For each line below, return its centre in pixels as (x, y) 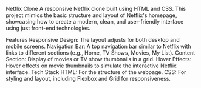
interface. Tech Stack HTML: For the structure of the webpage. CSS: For (96, 72)
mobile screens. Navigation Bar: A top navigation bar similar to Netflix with (99, 46)
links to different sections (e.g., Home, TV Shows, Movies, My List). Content (101, 53)
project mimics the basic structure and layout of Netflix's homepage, (91, 15)
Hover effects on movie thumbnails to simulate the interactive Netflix (91, 66)
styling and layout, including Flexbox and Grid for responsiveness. (88, 79)
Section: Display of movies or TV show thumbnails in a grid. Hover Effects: (99, 59)
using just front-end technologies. (48, 28)
